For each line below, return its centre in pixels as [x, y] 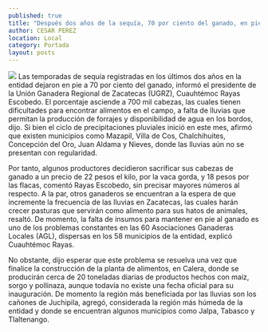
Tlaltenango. [29, 319]
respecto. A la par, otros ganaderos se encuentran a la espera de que [122, 194]
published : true [35, 16]
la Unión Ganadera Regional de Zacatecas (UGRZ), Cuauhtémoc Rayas [124, 93]
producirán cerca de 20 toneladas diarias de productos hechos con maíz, [129, 277]
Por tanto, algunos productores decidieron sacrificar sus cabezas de [121, 168]
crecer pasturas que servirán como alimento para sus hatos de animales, [128, 211]
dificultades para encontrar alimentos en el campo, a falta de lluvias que [127, 110]
